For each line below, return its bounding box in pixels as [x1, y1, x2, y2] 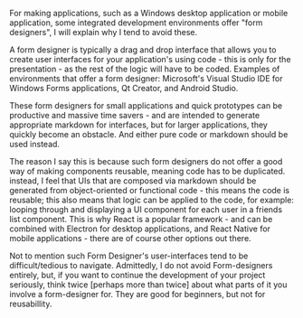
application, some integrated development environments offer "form [9, 17, 263, 28]
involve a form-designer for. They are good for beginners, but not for [9, 289, 266, 299]
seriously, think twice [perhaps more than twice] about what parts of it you [9, 279, 288, 290]
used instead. [9, 139, 61, 149]
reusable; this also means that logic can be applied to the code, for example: [9, 194, 294, 205]
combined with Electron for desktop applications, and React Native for [9, 223, 271, 234]
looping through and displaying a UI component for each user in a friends [9, 204, 283, 215]
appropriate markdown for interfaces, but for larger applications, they [9, 119, 269, 130]
